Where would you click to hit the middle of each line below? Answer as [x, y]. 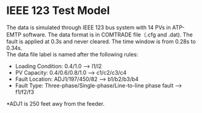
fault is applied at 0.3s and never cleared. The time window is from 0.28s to [101, 41]
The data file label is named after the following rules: [72, 54]
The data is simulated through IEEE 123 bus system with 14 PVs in [88, 27]
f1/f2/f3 [25, 92]
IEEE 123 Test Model [58, 11]
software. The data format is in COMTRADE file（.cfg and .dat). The [108, 35]
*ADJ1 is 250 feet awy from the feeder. [56, 103]
